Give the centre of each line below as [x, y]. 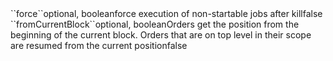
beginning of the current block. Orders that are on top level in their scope [161, 35]
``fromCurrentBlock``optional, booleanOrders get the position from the [155, 24]
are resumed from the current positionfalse [99, 45]
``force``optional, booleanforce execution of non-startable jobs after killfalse [166, 13]
